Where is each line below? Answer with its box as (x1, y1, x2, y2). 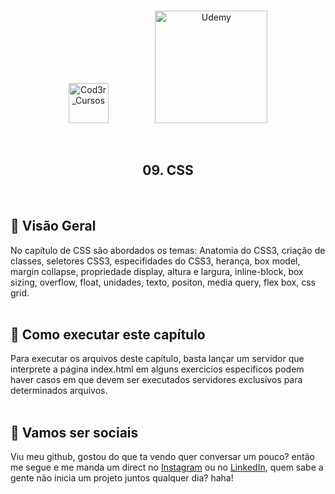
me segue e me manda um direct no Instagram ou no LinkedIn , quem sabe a (10, 461, 324, 474)
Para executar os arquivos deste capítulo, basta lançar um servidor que (10, 353, 305, 365)
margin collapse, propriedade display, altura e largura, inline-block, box (10, 265, 304, 277)
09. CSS (142, 162, 194, 179)
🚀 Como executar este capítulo (10, 326, 206, 344)
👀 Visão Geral (10, 218, 97, 235)
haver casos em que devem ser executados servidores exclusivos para (10, 374, 303, 386)
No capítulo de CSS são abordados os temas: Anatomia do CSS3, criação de (10, 244, 326, 256)
